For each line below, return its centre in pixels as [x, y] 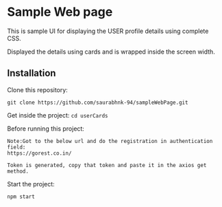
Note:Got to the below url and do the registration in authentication [110, 141]
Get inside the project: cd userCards [58, 115]
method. [18, 171]
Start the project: [31, 184]
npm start [21, 197]
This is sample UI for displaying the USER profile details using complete [108, 31]
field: [16, 147]
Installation [32, 73]
